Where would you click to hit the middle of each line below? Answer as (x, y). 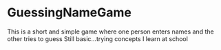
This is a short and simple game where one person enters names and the (111, 32)
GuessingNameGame (70, 13)
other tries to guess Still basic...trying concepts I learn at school (97, 38)
